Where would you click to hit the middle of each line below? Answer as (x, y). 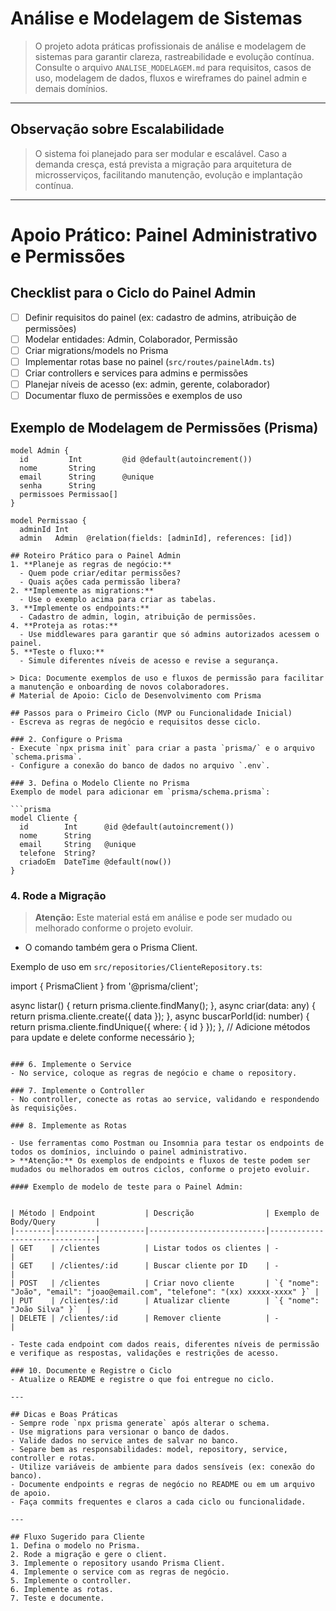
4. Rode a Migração (58, 895)
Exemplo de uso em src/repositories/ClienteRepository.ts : (136, 967)
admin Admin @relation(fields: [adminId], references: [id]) (156, 538)
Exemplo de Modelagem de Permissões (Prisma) (164, 427)
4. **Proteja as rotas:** (64, 626)
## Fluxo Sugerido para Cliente (77, 1537)
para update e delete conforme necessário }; (102, 1038)
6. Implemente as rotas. (62, 1590)
